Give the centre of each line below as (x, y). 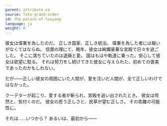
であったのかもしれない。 (31, 68)
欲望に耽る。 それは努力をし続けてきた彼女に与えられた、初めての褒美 (86, 62)
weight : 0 (15, 28)
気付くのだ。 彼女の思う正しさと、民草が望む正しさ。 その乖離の (85, 102)
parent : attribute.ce (28, 10)
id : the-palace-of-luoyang (33, 19)
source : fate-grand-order (32, 14)
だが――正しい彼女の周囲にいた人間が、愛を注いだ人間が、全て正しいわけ (82, 79)
